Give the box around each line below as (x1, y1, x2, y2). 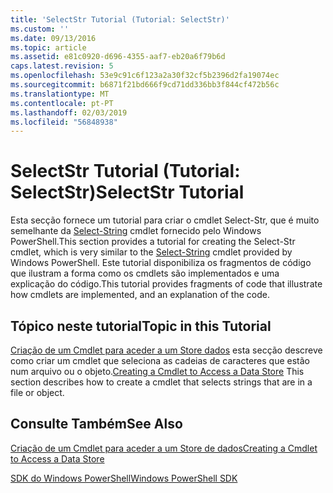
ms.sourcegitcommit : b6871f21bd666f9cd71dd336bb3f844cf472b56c (10, 80, 280, 90)
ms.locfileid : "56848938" (10, 117, 118, 127)
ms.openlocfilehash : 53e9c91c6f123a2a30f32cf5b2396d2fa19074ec (10, 71, 280, 81)
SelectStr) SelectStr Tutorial (10, 181, 245, 204)
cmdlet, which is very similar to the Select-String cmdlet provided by (10, 246, 293, 258)
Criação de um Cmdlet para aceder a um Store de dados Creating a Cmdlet (10, 442, 318, 454)
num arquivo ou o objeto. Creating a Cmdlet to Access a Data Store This (10, 366, 305, 377)
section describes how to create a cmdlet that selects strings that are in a (10, 376, 313, 388)
